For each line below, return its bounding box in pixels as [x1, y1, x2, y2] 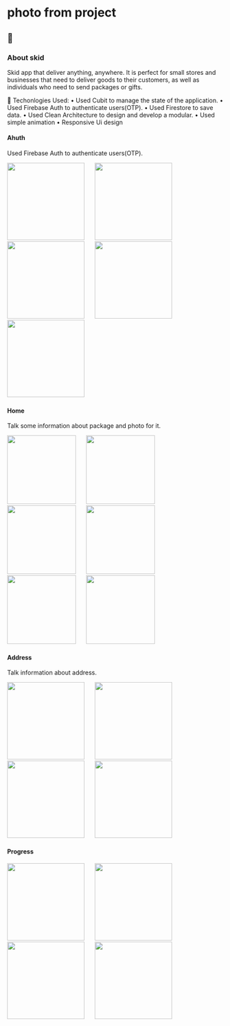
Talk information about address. [7, 668, 97, 677]
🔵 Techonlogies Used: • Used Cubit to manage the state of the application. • [7, 96, 224, 104]
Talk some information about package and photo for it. [7, 422, 161, 430]
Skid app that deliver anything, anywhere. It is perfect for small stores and [7, 68, 216, 76]
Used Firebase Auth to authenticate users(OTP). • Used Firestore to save [7, 103, 214, 111]
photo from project [7, 5, 117, 21]
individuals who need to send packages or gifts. [7, 82, 143, 91]
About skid [7, 53, 45, 62]
